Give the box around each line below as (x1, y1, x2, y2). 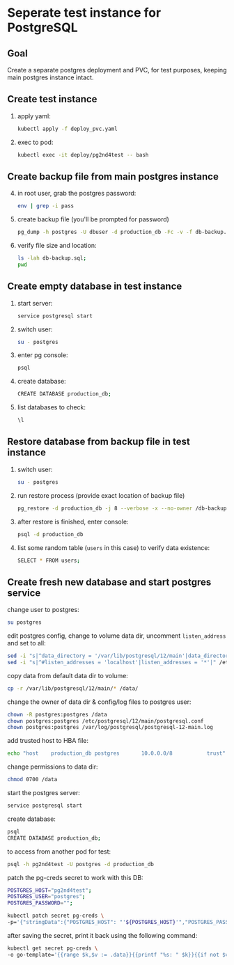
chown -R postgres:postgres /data (7, 711, 108, 718)
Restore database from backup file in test (7, 436, 190, 448)
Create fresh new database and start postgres (7, 576, 212, 588)
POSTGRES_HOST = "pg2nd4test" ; (7, 886, 92, 894)
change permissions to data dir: (7, 762, 99, 771)
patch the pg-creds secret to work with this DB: (7, 873, 144, 881)
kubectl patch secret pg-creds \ (7, 912, 104, 920)
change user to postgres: (7, 606, 79, 614)
